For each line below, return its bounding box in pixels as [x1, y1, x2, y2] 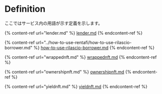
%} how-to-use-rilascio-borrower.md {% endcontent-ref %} [33, 45, 155, 50]
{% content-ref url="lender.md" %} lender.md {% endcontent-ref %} [4, 30, 142, 36]
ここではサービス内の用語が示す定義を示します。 [4, 20, 103, 26]
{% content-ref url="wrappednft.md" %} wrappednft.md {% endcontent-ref [4, 54, 157, 60]
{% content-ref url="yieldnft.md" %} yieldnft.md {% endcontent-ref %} [4, 83, 147, 89]
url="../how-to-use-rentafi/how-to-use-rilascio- [36, 39, 132, 45]
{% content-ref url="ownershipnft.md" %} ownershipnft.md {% [4, 69, 132, 74]
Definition [4, 3, 46, 15]
